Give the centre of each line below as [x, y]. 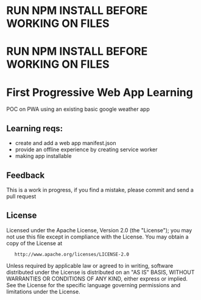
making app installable [43, 156]
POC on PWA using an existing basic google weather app [78, 109]
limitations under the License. [43, 291]
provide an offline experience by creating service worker [86, 149]
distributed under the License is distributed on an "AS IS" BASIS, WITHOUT [100, 272]
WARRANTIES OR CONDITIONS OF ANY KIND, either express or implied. [97, 279]
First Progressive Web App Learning [100, 92]
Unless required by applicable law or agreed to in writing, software [90, 265]
